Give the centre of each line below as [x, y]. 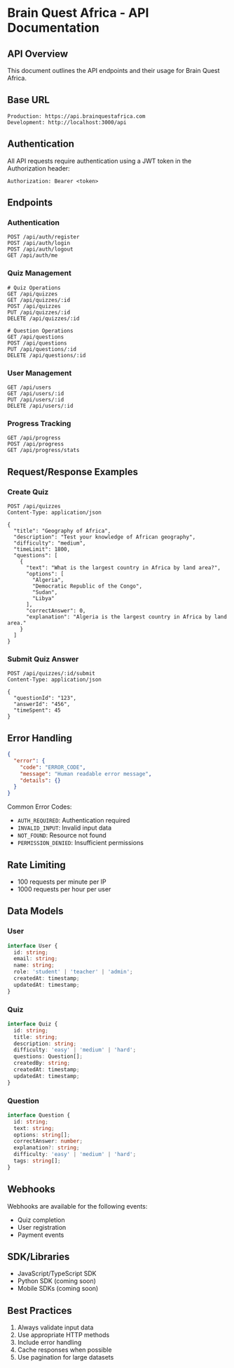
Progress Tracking [39, 423]
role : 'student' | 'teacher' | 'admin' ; [73, 972]
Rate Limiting [36, 865]
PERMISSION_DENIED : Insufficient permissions [80, 843]
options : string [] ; [42, 1135]
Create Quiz [28, 491]
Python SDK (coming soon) [57, 1281]
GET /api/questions [36, 337]
